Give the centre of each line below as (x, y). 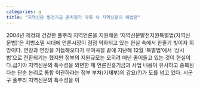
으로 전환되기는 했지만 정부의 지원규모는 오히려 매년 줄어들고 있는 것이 (93, 57)
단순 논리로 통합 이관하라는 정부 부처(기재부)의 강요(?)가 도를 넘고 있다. (99, 72)
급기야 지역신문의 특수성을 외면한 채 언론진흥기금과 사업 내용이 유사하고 (95, 65)
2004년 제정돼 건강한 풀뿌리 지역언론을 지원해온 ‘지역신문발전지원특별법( (91, 35)
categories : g (24, 12)
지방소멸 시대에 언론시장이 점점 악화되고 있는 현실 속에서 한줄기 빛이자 (107, 42)
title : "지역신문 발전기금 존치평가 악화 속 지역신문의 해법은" (73, 17)
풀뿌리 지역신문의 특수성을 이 (46, 80)
